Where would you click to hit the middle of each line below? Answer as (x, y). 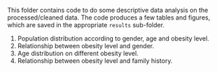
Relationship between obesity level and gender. (86, 46)
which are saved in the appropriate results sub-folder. (86, 25)
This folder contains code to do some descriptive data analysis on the (108, 10)
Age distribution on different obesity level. (78, 53)
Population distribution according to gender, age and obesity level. (113, 38)
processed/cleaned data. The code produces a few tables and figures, (109, 17)
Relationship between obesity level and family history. (95, 61)
